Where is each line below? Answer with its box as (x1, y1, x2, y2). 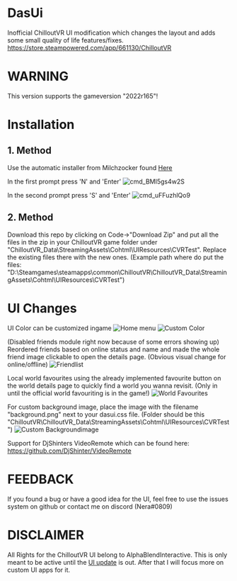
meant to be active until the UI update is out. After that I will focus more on (7, 558, 224, 566)
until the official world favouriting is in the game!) (7, 388, 150, 397)
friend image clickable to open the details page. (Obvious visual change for (7, 352, 226, 361)
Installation (7, 117, 75, 132)
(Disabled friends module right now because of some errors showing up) (7, 337, 219, 346)
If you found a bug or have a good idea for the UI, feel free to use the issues (7, 495, 229, 503)
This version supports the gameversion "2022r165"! (7, 91, 158, 100)
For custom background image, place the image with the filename (7, 402, 199, 411)
